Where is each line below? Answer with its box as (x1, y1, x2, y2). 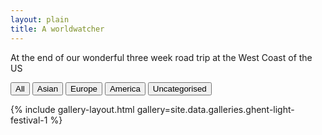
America (109, 83, 141, 94)
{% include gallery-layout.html (10, 103, 135, 115)
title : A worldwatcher (10, 24, 105, 34)
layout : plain (10, 14, 70, 25)
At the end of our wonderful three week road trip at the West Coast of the (10, 51, 313, 63)
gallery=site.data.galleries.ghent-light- (136, 103, 295, 115)
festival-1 (10, 114, 48, 126)
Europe (70, 83, 98, 94)
